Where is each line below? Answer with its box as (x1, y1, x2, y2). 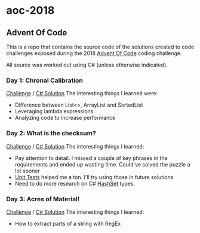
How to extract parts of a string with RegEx (14, 220, 121, 227)
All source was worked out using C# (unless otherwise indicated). (6, 61, 168, 68)
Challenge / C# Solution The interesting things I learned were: (6, 90, 158, 97)
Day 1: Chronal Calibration (6, 76, 84, 84)
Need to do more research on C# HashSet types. (14, 180, 136, 187)
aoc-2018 (6, 4, 55, 17)
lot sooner (14, 167, 40, 174)
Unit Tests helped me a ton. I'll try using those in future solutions (14, 173, 174, 180)
